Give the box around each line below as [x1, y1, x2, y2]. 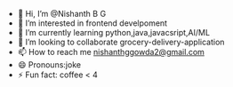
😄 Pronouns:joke [17, 59, 82, 70]
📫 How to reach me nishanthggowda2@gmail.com [17, 47, 205, 57]
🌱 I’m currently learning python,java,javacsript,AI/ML [17, 28, 211, 37]
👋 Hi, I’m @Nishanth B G [17, 9, 107, 19]
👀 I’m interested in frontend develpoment [17, 18, 167, 28]
